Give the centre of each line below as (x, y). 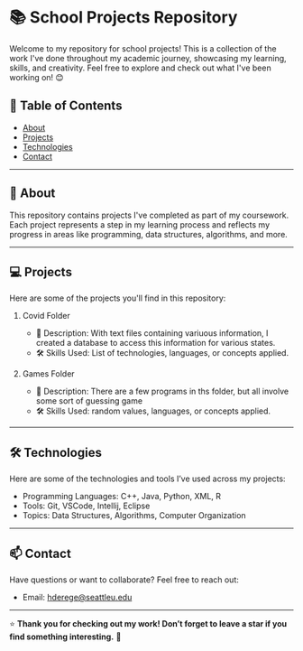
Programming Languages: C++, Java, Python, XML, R (122, 497)
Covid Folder (46, 316)
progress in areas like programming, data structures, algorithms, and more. (149, 234)
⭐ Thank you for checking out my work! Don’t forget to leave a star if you (148, 623)
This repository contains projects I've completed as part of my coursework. (149, 215)
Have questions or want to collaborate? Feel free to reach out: (124, 580)
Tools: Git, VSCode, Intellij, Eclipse (86, 506)
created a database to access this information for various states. (156, 343)
